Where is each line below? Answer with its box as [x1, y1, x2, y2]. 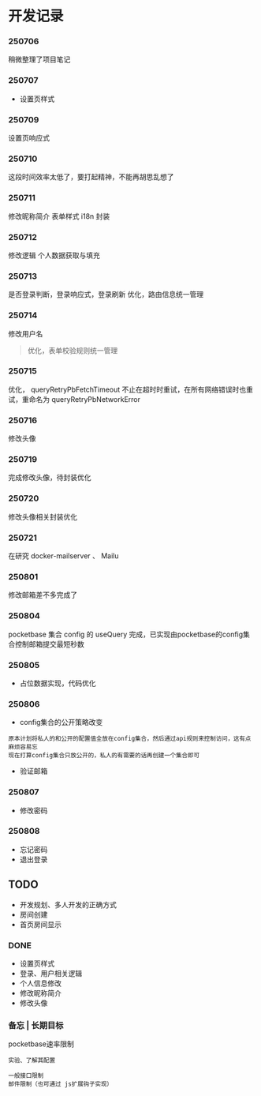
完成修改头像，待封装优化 [8, 473, 91, 482]
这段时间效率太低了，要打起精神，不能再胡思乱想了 [8, 172, 174, 182]
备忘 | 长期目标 [8, 1019, 64, 1030]
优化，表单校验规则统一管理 [27, 345, 118, 355]
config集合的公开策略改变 [19, 718, 103, 727]
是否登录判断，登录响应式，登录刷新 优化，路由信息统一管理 [8, 290, 203, 299]
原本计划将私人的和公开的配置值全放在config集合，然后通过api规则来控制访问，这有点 [8, 735, 252, 743]
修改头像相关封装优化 [8, 512, 77, 521]
